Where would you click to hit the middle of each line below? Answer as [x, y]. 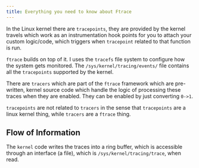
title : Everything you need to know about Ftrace [69, 12]
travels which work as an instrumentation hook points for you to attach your [99, 35]
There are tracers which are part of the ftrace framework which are [90, 83]
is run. [14, 48]
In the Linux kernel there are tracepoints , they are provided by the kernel [96, 29]
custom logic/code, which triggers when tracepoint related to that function [98, 41]
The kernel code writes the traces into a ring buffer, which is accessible [94, 147]
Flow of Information [43, 133]
